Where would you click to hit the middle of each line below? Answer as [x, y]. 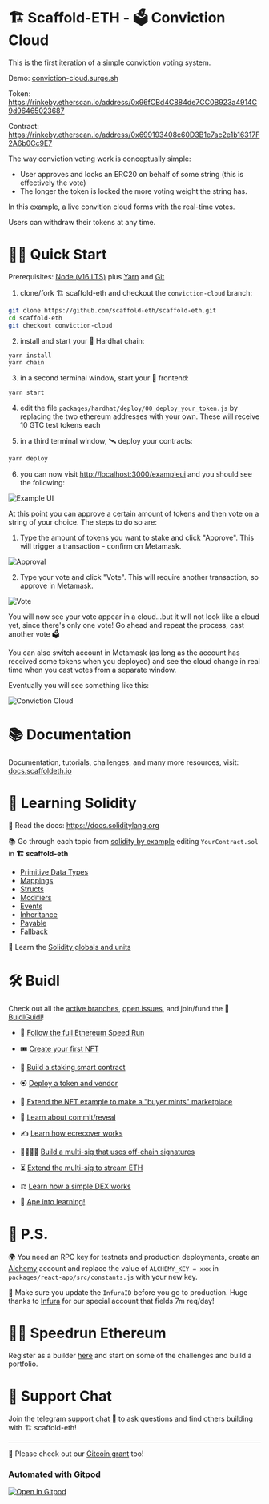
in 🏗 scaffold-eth [38, 853]
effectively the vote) [53, 183]
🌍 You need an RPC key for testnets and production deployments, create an [134, 1257]
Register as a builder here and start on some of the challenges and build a [130, 1355]
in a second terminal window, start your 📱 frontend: [104, 378]
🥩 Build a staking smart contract [72, 1067]
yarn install [30, 356]
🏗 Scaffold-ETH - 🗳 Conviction [117, 18]
